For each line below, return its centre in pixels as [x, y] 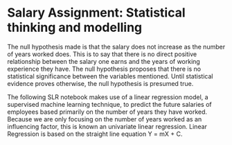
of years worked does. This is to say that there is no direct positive [102, 54]
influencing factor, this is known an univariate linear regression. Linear [107, 126]
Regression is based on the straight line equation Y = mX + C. [95, 134]
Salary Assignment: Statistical [96, 13]
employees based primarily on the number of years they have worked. [107, 112]
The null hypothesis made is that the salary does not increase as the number [116, 46]
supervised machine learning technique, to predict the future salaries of [110, 104]
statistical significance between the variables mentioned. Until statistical [110, 76]
